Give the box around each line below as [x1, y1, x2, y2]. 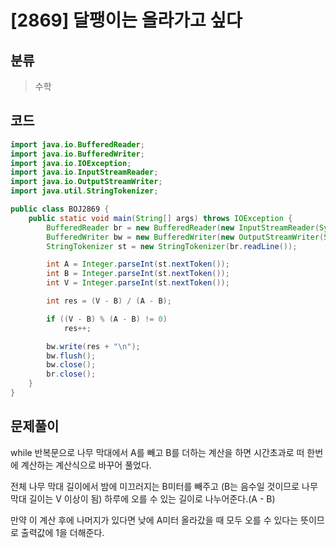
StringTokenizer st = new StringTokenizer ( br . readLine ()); [46, 241, 298, 251]
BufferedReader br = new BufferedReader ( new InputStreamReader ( [46, 222, 320, 233]
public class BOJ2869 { [10, 204, 110, 215]
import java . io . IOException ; [10, 158, 132, 168]
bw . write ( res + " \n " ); [46, 341, 141, 351]
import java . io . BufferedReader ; [10, 139, 145, 150]
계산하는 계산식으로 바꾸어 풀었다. [20, 459, 152, 471]
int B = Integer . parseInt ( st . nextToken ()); [46, 269, 230, 279]
